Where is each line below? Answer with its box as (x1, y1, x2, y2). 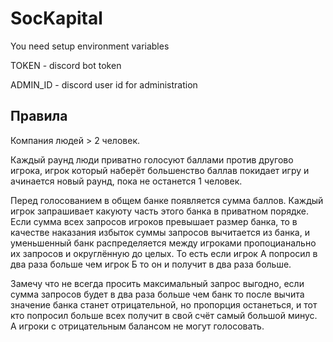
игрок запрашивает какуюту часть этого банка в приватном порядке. (10, 205, 310, 217)
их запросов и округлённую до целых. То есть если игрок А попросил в (10, 247, 318, 259)
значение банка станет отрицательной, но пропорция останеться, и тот (10, 298, 318, 311)
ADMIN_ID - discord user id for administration (10, 78, 198, 91)
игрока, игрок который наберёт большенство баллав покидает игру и (10, 164, 310, 176)
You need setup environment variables (10, 40, 170, 52)
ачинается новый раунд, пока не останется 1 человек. (10, 175, 243, 187)
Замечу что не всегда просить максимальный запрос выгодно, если (10, 277, 305, 289)
